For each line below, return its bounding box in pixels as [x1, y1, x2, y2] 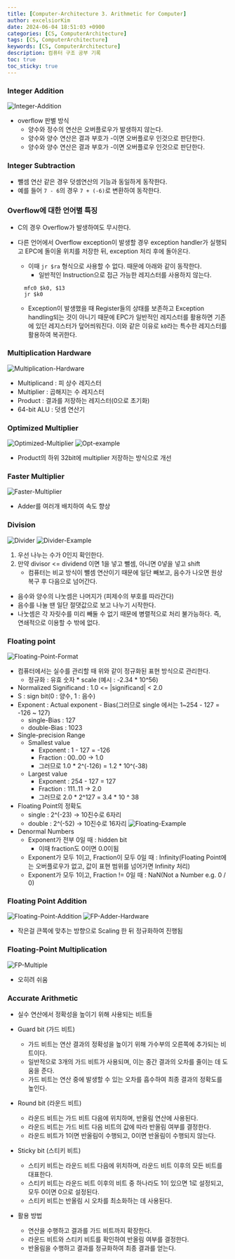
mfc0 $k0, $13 [24, 284, 65, 292]
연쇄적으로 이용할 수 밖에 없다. [17, 618, 100, 627]
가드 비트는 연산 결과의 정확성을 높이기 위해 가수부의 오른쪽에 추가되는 [27, 1040, 220, 1048]
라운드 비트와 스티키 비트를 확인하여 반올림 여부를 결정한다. [27, 1235, 189, 1244]
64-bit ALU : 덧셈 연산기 [17, 405, 86, 414]
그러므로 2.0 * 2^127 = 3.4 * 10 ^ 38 [38, 793, 139, 801]
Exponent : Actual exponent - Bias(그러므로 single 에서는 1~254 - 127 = [17, 701, 220, 709]
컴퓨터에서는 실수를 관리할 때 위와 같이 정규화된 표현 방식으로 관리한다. [17, 667, 210, 675]
